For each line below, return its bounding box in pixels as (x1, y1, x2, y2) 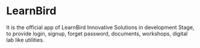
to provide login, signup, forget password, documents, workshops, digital (6, 30, 188, 37)
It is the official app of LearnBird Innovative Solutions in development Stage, (6, 24, 195, 31)
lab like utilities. (6, 36, 45, 43)
